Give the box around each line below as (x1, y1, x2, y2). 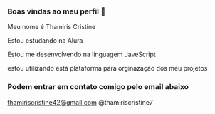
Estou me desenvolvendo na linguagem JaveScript (7, 50, 157, 59)
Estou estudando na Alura (7, 36, 83, 45)
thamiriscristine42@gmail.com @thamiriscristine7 (7, 98, 153, 106)
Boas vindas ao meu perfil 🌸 (7, 6, 106, 16)
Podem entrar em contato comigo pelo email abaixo (7, 82, 189, 92)
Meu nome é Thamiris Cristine (7, 23, 96, 31)
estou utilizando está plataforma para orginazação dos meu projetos (7, 64, 208, 73)
